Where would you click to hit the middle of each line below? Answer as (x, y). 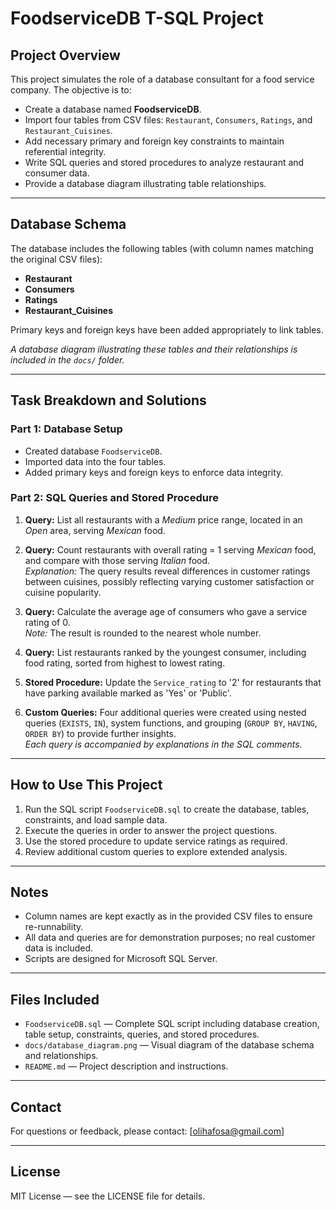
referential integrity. (65, 151)
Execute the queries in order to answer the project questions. (151, 830)
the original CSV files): (56, 259)
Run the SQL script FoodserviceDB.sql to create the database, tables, (167, 809)
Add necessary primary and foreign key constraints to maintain (154, 141)
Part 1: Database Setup (66, 429)
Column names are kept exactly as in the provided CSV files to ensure (168, 916)
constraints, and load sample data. (96, 819)
